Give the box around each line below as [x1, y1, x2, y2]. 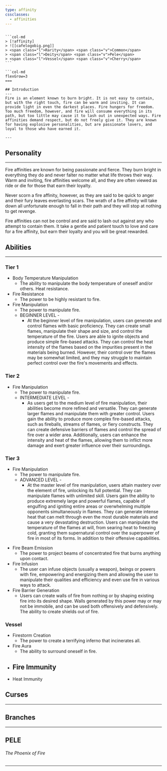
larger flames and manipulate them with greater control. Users [27, 410, 155, 416]
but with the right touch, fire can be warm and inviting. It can [5, 100, 146, 105]
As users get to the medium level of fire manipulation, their [27, 400, 148, 406]
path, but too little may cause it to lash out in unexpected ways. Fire [5, 113, 162, 118]
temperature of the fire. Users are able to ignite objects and [27, 333, 149, 340]
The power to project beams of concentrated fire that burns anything [19, 550, 161, 556]
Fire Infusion [12, 561, 38, 567]
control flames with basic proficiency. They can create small [27, 323, 151, 329]
